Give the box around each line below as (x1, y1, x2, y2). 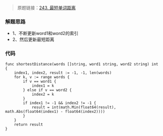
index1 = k (31, 83, 54, 88)
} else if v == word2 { (23, 87, 72, 93)
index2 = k (31, 92, 54, 97)
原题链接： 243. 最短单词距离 (17, 5, 76, 10)
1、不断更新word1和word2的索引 (12, 31, 79, 36)
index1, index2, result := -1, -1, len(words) (14, 70, 112, 75)
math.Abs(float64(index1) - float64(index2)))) (5, 109, 106, 114)
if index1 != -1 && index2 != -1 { (23, 101, 97, 105)
